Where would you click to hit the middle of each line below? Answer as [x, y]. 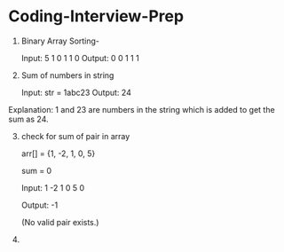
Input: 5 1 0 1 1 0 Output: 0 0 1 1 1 [80, 58]
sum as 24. [28, 119]
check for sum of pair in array [75, 136]
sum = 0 [36, 170]
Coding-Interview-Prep [96, 16]
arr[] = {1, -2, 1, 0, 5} [58, 154]
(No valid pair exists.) [60, 222]
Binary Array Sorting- [60, 41]
